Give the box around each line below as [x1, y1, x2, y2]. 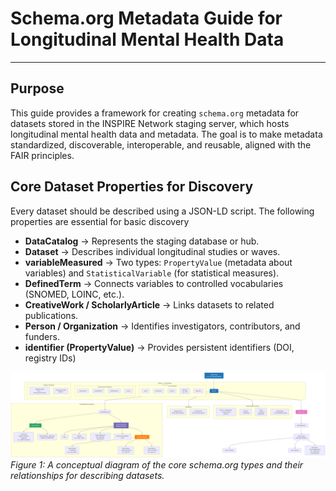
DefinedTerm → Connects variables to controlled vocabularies [24, 277, 284, 289]
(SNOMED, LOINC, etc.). [24, 288, 125, 300]
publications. [24, 309, 79, 321]
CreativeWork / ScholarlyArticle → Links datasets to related [24, 298, 275, 311]
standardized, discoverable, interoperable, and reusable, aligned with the [10, 138, 312, 151]
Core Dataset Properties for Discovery [10, 178, 254, 196]
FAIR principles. [10, 149, 75, 161]
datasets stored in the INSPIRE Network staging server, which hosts [10, 117, 290, 129]
